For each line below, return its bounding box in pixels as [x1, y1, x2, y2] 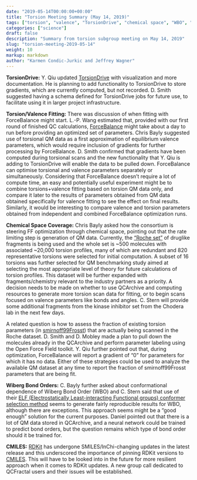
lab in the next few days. [6, 309, 66, 316]
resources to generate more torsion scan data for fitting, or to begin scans [6, 290, 185, 297]
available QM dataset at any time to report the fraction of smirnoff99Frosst [6, 364, 186, 371]
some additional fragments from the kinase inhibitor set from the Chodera [6, 303, 184, 310]
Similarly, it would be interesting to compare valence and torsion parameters [6, 204, 191, 211]
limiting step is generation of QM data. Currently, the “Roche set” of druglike [6, 234, 191, 241]
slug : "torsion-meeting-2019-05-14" [6, 42, 96, 48]
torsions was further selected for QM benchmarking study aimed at [6, 259, 169, 266]
